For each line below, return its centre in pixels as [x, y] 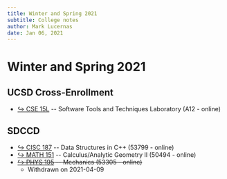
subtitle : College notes [43, 20]
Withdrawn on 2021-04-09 [66, 169]
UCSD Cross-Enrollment [61, 92]
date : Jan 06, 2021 [35, 33]
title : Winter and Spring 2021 [52, 13]
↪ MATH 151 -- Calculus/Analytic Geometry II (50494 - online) [107, 155]
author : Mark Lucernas [40, 26]
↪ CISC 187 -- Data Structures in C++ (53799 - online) [96, 148]
